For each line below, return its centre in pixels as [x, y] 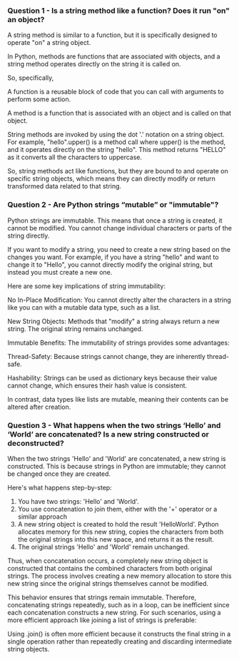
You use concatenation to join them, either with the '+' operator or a [117, 509]
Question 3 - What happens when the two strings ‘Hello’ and [114, 425]
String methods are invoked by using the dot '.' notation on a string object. [116, 135]
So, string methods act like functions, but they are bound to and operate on [118, 171]
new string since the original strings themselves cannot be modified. [108, 583]
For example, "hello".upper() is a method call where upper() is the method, [117, 142]
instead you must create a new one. [60, 272]
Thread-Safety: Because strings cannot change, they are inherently [106, 356]
